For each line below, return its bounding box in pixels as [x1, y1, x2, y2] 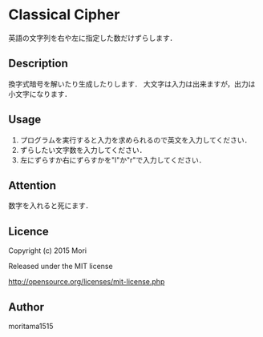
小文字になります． [8, 89, 72, 98]
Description [8, 57, 68, 70]
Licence [8, 224, 50, 238]
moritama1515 [8, 322, 54, 331]
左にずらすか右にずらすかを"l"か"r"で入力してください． [19, 154, 206, 165]
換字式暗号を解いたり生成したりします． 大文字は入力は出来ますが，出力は [8, 78, 256, 89]
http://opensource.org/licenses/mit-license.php [8, 277, 165, 287]
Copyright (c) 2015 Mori [8, 246, 87, 255]
